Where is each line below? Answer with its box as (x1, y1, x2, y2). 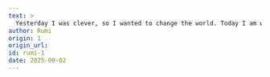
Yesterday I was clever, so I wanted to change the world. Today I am (15, 19, 257, 27)
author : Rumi (8, 26, 52, 34)
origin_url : (8, 42, 48, 50)
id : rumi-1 (8, 49, 45, 57)
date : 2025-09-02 (8, 57, 67, 65)
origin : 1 (8, 34, 42, 43)
